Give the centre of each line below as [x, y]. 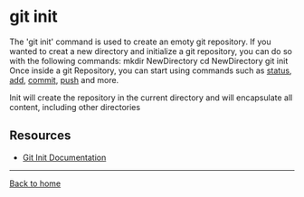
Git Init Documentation [64, 157]
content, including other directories [75, 107]
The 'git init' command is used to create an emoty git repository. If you [140, 42]
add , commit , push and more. [64, 80]
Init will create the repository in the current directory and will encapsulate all [151, 98]
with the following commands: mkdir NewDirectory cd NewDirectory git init [149, 61]
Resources [40, 136]
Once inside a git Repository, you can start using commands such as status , [151, 70]
